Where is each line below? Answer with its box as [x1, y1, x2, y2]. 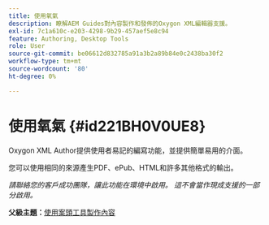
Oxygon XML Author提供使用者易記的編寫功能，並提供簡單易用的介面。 [8, 145, 248, 155]
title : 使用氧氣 [8, 11, 59, 20]
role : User [8, 42, 46, 50]
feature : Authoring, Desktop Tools [8, 34, 129, 43]
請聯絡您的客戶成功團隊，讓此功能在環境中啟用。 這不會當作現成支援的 [8, 180, 245, 189]
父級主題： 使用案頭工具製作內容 [8, 207, 115, 217]
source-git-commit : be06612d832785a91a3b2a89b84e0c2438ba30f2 [8, 50, 223, 58]
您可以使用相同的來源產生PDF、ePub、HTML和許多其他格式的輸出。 [8, 162, 238, 172]
